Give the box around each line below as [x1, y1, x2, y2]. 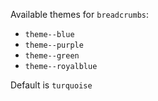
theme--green [24, 51, 80, 61]
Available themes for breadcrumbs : [10, 9, 150, 20]
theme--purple [24, 40, 84, 50]
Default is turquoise [10, 79, 93, 91]
